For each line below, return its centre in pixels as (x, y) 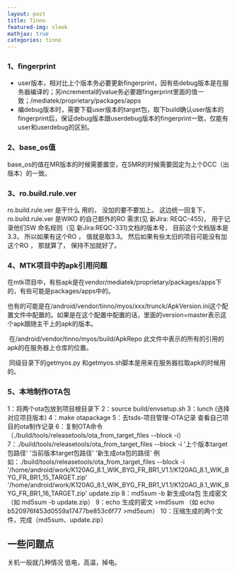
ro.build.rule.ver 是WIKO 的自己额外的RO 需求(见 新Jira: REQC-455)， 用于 (116, 219)
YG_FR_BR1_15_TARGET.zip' (47, 477)
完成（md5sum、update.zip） (63, 520)
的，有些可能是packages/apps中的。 (61, 291)
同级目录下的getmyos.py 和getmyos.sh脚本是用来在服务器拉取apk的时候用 (117, 363)
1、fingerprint (32, 67)
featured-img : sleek (38, 27)
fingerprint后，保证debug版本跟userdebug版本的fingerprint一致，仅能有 (123, 118)
